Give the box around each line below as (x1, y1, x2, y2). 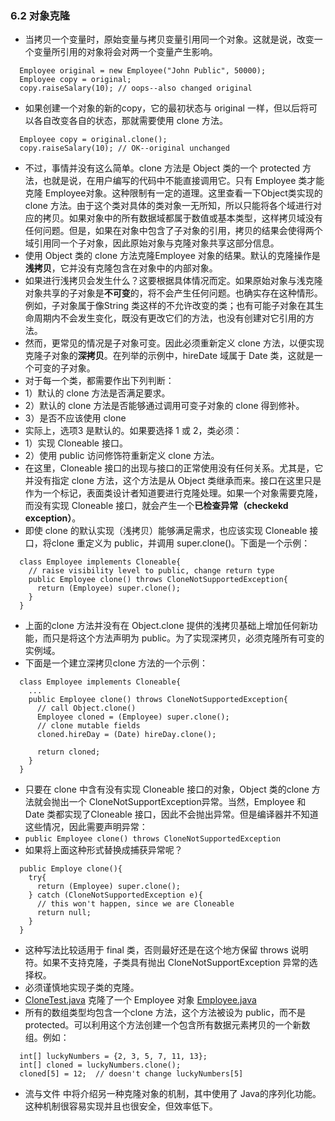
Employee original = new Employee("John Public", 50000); (19, 66, 267, 76)
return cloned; (36, 747, 101, 757)
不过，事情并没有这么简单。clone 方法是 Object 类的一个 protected (24, 162, 300, 174)
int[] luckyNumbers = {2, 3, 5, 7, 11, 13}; (19, 1052, 208, 1062)
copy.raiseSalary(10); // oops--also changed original (19, 83, 253, 94)
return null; (36, 908, 92, 918)
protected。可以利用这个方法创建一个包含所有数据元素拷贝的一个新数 (24, 1019, 311, 1031)
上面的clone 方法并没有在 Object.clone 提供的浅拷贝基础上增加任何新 (24, 620, 310, 632)
